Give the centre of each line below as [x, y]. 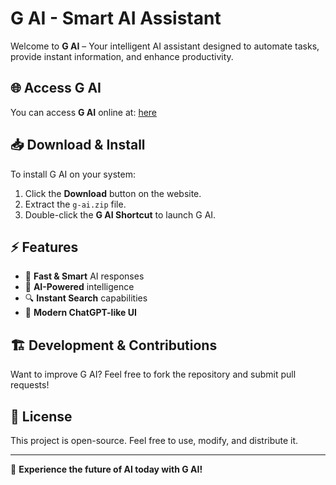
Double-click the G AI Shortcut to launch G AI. [120, 214]
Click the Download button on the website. [113, 193]
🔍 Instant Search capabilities [86, 298]
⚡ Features [44, 247]
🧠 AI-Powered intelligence [79, 287]
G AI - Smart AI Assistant [116, 18]
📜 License [41, 416]
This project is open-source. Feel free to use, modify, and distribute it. [154, 440]
